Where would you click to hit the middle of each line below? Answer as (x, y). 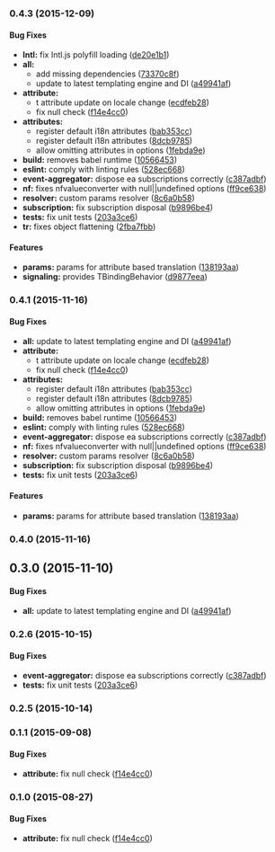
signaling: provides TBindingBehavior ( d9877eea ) (115, 277)
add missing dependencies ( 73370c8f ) (107, 74)
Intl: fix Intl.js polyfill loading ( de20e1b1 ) (96, 55)
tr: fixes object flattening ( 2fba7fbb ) (89, 226)
